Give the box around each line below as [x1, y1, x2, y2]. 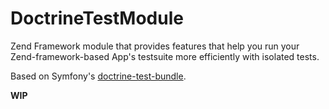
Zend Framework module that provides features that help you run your [10, 40, 300, 52]
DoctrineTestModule [10, 7, 184, 30]
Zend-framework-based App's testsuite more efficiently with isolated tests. [10, 50, 320, 62]
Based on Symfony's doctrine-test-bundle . [10, 70, 187, 82]
